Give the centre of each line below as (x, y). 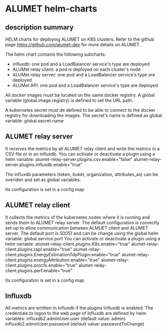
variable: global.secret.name (34, 121)
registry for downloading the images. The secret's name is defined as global (84, 115)
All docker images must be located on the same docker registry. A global (80, 95)
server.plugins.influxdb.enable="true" (44, 164)
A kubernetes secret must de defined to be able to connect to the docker (80, 110)
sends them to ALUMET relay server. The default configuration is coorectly (82, 222)
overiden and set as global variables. (43, 180)
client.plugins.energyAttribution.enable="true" (52, 260)
